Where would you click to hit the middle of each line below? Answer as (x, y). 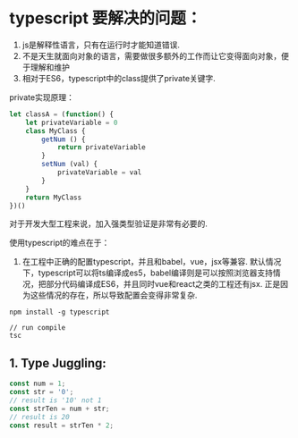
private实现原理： (42, 97)
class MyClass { (56, 131)
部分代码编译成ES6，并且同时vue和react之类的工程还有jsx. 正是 (163, 284)
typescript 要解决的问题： (106, 18)
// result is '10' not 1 (55, 400)
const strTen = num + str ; (60, 409)
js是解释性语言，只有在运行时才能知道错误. (101, 45)
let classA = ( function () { (62, 114)
